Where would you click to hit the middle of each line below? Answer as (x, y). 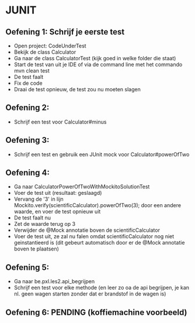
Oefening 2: (27, 108)
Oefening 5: (27, 267)
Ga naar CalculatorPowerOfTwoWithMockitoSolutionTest (82, 187)
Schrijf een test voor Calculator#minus (60, 122)
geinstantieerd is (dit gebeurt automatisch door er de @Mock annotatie (99, 243)
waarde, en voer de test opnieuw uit (57, 212)
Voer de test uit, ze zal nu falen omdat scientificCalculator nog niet (94, 236)
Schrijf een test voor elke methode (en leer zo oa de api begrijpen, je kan (102, 288)
